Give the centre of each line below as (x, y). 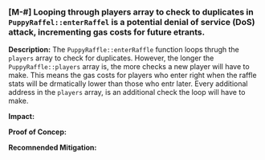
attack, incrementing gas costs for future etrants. (107, 32)
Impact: (21, 117)
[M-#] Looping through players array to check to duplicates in (131, 12)
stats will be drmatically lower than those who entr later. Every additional (128, 84)
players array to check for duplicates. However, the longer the (111, 58)
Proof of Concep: (37, 132)
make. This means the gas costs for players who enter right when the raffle (132, 76)
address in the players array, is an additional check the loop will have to (127, 92)
